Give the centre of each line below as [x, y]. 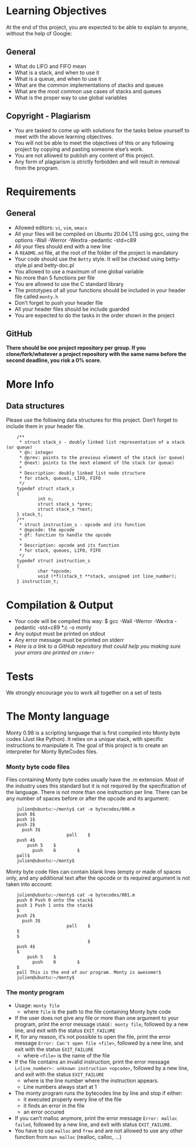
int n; [45, 499]
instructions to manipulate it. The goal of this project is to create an [87, 745]
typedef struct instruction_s [54, 561]
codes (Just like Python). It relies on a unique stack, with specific [85, 739]
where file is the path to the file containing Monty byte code [97, 1012]
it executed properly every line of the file [72, 1099]
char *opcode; [55, 571]
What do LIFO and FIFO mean [50, 66]
